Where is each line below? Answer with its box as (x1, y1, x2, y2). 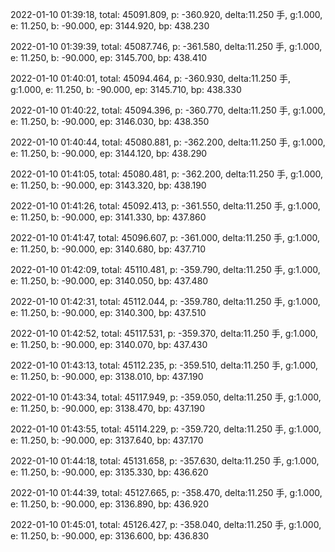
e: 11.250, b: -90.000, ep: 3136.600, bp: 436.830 (10, 530, 210, 542)
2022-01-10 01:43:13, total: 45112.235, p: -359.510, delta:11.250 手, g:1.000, (10, 359, 319, 371)
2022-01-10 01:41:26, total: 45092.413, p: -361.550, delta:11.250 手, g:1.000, (10, 200, 321, 212)
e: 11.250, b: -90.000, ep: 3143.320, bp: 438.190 (10, 179, 207, 191)
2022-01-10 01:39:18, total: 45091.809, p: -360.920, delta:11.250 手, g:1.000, (10, 9, 323, 20)
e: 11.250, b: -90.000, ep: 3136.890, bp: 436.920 (10, 498, 210, 510)
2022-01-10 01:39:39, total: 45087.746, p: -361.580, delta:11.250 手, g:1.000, (10, 41, 323, 52)
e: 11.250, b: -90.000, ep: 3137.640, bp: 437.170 (10, 434, 204, 446)
